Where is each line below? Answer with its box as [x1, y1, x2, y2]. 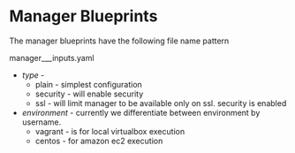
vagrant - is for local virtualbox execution [34, 126, 185, 136]
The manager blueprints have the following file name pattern [9, 35, 230, 46]
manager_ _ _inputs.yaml [9, 52, 95, 63]
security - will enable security [34, 88, 144, 99]
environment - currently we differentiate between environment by [21, 107, 261, 118]
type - [21, 69, 45, 80]
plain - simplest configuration [34, 79, 143, 89]
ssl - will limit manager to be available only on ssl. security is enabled [34, 97, 287, 108]
